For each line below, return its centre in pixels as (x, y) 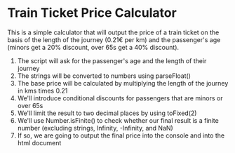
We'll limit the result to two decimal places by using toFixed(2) (107, 113)
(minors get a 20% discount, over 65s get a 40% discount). (93, 47)
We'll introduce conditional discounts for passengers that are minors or (120, 98)
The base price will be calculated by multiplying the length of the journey (123, 83)
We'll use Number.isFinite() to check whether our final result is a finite (118, 120)
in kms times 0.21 (42, 91)
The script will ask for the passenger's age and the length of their (112, 60)
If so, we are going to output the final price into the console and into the (121, 135)
